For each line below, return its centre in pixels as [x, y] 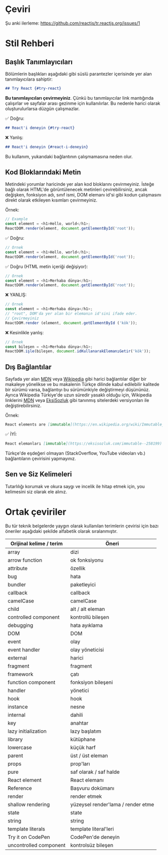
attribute [18, 568]
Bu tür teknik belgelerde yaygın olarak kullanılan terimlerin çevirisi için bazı [82, 526]
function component [32, 682]
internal [17, 715]
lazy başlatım [86, 731]
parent [15, 755]
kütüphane [83, 739]
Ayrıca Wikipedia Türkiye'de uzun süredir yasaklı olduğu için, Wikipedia [78, 395]
